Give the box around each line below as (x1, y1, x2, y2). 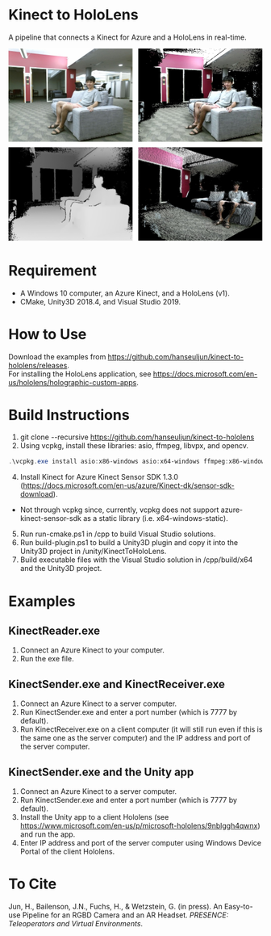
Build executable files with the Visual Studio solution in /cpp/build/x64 (19, 555, 253, 565)
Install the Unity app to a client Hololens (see (19, 812, 169, 821)
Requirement (8, 261, 97, 279)
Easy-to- (224, 901, 253, 911)
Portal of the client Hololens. (19, 846, 115, 856)
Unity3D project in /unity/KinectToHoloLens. (19, 547, 167, 556)
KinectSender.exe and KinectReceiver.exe (8, 677, 226, 691)
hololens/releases (8, 360, 68, 370)
